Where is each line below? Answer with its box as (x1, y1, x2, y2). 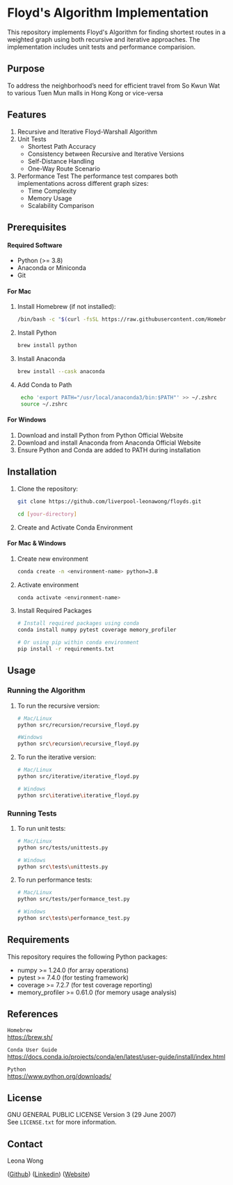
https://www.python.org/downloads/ (7, 1072, 112, 1080)
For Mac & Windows (7, 539, 66, 548)
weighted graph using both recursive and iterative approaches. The (7, 35, 200, 43)
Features (7, 109, 47, 121)
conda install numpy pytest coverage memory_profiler (17, 626, 177, 634)
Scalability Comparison (27, 201, 95, 209)
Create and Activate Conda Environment (17, 523, 134, 532)
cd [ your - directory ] (17, 510, 77, 518)
